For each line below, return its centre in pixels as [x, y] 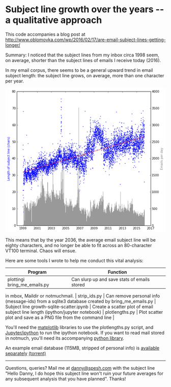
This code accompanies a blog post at [45, 34]
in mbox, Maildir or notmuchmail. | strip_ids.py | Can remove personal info [83, 296]
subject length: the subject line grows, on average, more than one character [85, 75]
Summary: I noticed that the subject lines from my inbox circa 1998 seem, [82, 55]
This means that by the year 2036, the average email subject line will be [81, 240]
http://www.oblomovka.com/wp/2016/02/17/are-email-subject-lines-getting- [85, 40]
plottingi [16, 279]
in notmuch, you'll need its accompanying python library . [65, 338]
